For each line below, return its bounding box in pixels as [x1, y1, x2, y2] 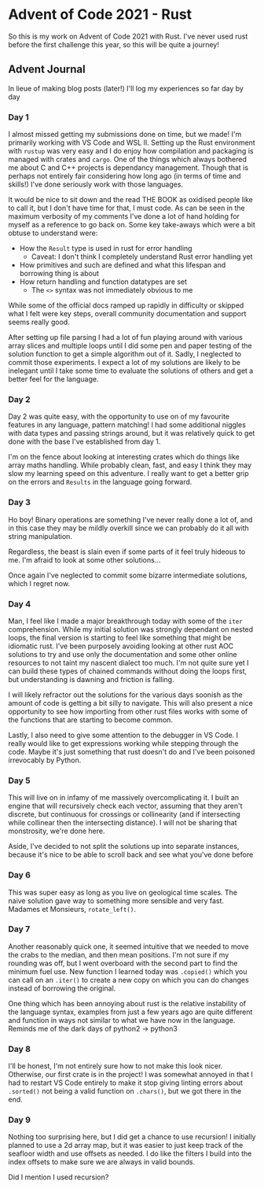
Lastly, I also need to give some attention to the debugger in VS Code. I [8, 730, 238, 740]
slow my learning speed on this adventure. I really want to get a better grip [8, 469, 249, 478]
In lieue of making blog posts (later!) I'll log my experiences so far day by [8, 83, 244, 93]
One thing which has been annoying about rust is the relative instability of [8, 998, 247, 1008]
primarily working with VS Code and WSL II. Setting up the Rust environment [8, 138, 255, 147]
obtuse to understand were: [8, 228, 98, 238]
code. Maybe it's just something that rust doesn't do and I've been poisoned [8, 747, 255, 756]
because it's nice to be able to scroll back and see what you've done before [8, 850, 254, 859]
